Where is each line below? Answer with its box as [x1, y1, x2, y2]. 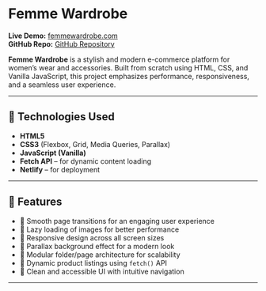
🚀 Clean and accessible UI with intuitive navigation [19, 266, 184, 276]
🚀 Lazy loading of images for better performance [19, 225, 180, 234]
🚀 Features [8, 195, 63, 209]
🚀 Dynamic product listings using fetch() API [19, 258, 168, 267]
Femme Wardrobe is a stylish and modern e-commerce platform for [8, 55, 230, 64]
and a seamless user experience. [8, 80, 116, 89]
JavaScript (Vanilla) [19, 148, 87, 157]
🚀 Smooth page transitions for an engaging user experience [19, 216, 215, 225]
